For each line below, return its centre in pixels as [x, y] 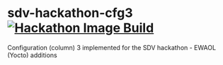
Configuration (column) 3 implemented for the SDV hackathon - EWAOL [112, 47]
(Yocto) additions [33, 55]
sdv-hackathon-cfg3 [70, 13]
